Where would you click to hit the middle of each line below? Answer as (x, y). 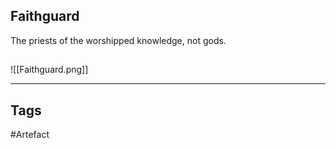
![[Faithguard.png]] (49, 70)
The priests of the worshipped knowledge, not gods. (118, 40)
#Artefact (30, 135)
